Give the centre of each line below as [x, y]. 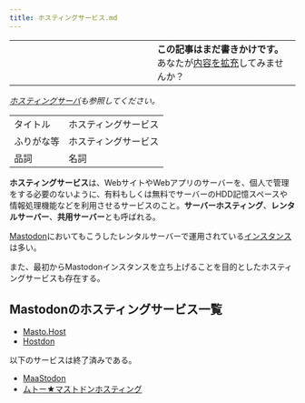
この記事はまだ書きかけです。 [221, 49]
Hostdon [39, 341]
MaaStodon [44, 378]
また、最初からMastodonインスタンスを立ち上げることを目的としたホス [143, 267]
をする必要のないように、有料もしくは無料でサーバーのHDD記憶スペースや [149, 194]
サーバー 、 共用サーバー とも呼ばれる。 [89, 217]
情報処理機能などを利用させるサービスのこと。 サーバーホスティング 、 [141, 205]
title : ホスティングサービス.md [64, 18]
